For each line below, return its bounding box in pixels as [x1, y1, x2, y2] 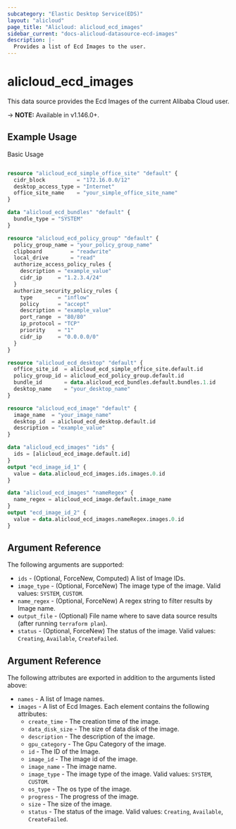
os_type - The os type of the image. [27, 785, 132, 794]
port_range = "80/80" [20, 314, 87, 321]
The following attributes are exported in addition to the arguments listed [7, 674, 216, 682]
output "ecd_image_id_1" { [7, 464, 87, 471]
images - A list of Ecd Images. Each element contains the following [17, 702, 210, 711]
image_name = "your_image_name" [13, 411, 112, 418]
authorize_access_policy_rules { [13, 261, 112, 269]
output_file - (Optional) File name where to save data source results [17, 612, 218, 621]
